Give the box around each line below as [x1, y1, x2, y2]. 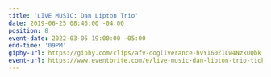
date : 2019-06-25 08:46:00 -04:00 [8, 19, 125, 27]
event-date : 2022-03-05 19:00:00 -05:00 [8, 34, 147, 43]
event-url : [8, 57, 45, 65]
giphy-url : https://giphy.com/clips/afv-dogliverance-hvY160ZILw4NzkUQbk [8, 49, 262, 57]
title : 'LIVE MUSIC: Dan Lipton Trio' [8, 11, 139, 20]
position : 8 [8, 26, 48, 34]
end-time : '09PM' [8, 42, 67, 50]
